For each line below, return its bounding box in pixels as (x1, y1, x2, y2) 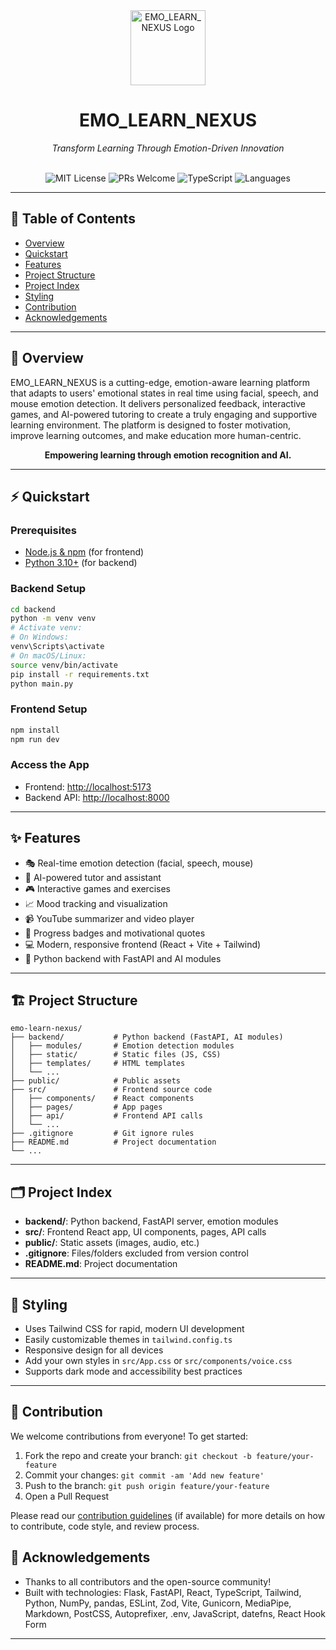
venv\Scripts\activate (10, 642, 105, 652)
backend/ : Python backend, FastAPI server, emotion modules (24, 1215, 279, 1228)
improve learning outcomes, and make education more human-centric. (10, 429, 302, 441)
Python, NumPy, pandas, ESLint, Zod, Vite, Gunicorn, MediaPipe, (24, 1597, 292, 1609)
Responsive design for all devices (24, 1344, 164, 1356)
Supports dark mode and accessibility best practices (24, 1365, 243, 1378)
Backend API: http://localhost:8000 (24, 791, 170, 803)
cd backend (10, 604, 56, 614)
